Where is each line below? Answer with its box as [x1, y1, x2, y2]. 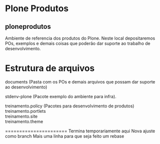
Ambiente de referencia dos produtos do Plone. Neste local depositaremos [5, 35, 155, 41]
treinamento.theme [5, 118, 43, 124]
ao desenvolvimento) [5, 84, 47, 90]
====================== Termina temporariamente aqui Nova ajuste [5, 128, 155, 134]
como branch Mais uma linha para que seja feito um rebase [5, 133, 124, 139]
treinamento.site [5, 113, 38, 119]
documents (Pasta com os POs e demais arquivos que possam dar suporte [5, 79, 156, 84]
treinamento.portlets [5, 108, 46, 114]
